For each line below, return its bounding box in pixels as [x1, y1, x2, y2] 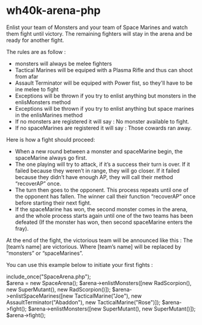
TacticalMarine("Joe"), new [74, 292, 142, 300]
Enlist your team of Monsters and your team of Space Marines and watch [6, 24, 188, 31]
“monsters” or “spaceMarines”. [6, 249, 83, 257]
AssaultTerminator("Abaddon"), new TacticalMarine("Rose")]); [6, 298, 161, 306]
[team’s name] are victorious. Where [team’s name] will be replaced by [6, 243, 181, 250]
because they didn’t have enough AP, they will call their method [14, 173, 174, 180]
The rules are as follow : [6, 48, 66, 55]
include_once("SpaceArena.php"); [6, 273, 92, 280]
